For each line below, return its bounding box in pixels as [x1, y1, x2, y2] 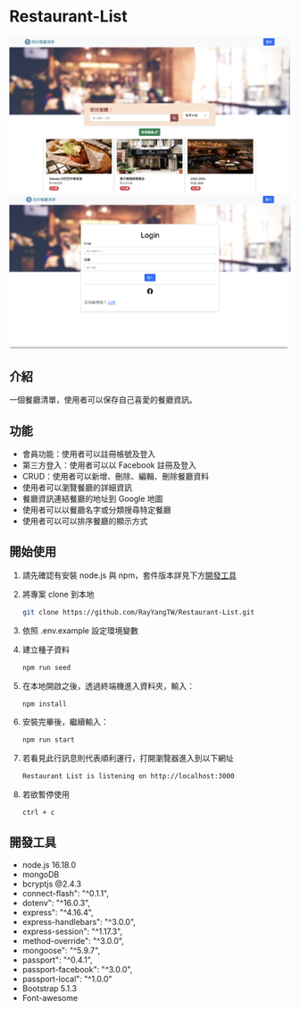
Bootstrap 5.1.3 [21, 982, 78, 994]
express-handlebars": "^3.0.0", [21, 916, 137, 927]
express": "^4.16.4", [21, 906, 94, 918]
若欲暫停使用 [21, 789, 70, 800]
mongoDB [21, 869, 60, 879]
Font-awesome [21, 992, 79, 1003]
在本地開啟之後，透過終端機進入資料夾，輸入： [21, 680, 195, 691]
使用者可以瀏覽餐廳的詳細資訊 [21, 481, 132, 493]
